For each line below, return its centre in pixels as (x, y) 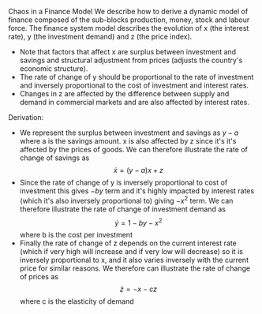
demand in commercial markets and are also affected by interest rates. (135, 102)
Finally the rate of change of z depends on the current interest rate (128, 243)
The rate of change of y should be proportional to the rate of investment (137, 77)
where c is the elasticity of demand (77, 301)
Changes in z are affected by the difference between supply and (124, 93)
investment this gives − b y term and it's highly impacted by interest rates (137, 191)
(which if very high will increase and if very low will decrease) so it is (131, 252)
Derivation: (26, 117)
